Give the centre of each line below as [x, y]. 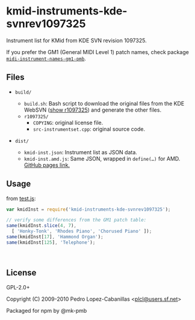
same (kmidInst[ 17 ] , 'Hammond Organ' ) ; [55, 237]
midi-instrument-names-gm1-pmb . [46, 58]
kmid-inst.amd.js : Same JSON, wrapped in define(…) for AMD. [102, 158]
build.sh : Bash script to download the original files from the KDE [104, 103]
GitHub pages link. [47, 165]
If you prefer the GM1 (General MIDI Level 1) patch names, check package [98, 52]
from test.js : [21, 198]
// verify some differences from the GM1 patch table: [76, 220]
